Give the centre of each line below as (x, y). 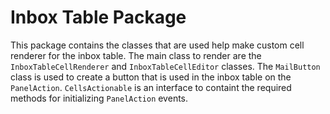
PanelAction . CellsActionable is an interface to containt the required (151, 87)
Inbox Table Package (98, 17)
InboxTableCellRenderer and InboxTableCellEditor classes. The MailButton (165, 66)
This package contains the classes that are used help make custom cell (157, 45)
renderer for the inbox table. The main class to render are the (136, 55)
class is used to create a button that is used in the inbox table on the (151, 77)
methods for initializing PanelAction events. (99, 98)
